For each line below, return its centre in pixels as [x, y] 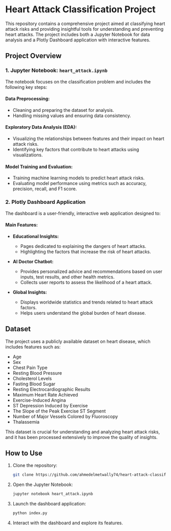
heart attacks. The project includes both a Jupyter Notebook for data [78, 34]
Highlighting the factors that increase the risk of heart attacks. [86, 251]
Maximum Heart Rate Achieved [45, 395]
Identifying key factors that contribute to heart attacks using [76, 150]
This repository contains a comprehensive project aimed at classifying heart [85, 24]
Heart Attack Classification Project [80, 9]
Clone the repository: [35, 466]
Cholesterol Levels [32, 378]
